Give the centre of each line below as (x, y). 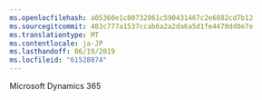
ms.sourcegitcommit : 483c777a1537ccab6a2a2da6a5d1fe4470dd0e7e (131, 26)
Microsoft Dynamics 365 (55, 86)
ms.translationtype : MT (54, 35)
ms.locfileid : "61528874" (58, 60)
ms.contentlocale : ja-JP (56, 43)
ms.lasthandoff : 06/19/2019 (63, 52)
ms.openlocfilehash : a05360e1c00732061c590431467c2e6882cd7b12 (131, 18)
